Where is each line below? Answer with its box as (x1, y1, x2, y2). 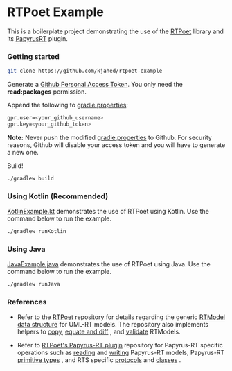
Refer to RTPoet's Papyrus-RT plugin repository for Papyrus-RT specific (17, 341, 223, 350)
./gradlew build (7, 175, 54, 182)
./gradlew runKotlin (7, 228, 67, 235)
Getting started (7, 51, 60, 61)
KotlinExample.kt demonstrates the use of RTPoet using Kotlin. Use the (7, 207, 209, 216)
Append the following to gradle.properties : (7, 101, 128, 110)
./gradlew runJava (7, 281, 60, 288)
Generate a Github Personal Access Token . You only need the (7, 80, 184, 89)
